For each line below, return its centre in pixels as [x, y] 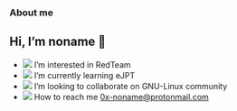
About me [32, 13]
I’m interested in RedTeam [82, 64]
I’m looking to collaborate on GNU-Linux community [131, 86]
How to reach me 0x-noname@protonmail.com [122, 97]
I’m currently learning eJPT [85, 75]
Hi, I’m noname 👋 [58, 42]
